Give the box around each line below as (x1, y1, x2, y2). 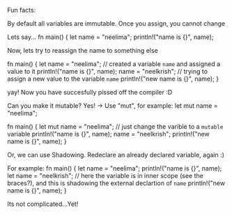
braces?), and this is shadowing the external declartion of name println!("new (7, 179, 225, 187)
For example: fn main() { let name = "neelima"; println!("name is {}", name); (7, 164, 222, 173)
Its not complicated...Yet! (7, 200, 79, 208)
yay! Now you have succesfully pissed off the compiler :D (7, 88, 173, 96)
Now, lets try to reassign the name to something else (7, 47, 158, 54)
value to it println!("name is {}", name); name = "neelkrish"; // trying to (7, 67, 208, 75)
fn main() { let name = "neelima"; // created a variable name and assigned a (7, 60, 221, 68)
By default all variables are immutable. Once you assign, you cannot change (7, 19, 226, 27)
